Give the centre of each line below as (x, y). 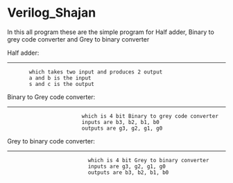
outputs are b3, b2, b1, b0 (128, 172)
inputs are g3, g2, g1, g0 (127, 166)
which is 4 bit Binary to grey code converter (150, 116)
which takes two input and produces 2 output (96, 72)
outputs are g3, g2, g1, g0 (122, 128)
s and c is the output (62, 84)
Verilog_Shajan (52, 13)
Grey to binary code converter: (51, 141)
